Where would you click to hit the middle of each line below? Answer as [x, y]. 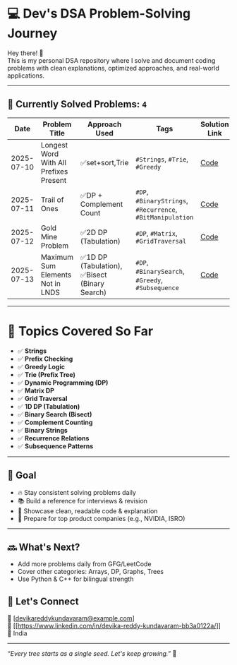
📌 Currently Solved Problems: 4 [77, 104]
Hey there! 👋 [25, 53]
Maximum [57, 257]
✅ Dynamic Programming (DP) [63, 383]
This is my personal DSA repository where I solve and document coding [111, 60]
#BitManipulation [165, 217]
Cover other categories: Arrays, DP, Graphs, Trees [91, 572]
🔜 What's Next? [44, 547]
